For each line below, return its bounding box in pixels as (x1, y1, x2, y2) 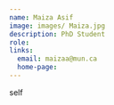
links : (9, 46, 34, 55)
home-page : (17, 63, 58, 72)
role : (9, 37, 29, 47)
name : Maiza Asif (9, 12, 74, 22)
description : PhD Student (9, 29, 105, 38)
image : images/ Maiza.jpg (9, 21, 105, 30)
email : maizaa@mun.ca (17, 54, 98, 63)
